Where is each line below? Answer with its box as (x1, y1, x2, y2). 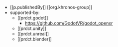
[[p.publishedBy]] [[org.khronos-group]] (9, 4, 93, 10)
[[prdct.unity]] (17, 25, 46, 31)
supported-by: (9, 9, 40, 15)
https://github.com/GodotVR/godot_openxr (24, 20, 113, 26)
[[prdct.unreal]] (17, 31, 49, 36)
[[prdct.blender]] (17, 36, 52, 42)
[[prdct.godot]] (17, 15, 48, 20)
